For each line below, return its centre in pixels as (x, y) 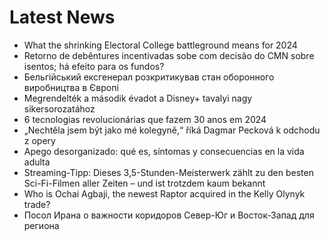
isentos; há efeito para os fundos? (94, 66)
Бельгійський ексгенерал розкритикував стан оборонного (149, 77)
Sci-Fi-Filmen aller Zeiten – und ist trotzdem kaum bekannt (144, 183)
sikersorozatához (59, 108)
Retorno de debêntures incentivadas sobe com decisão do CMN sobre (169, 55)
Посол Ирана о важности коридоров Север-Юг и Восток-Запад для (169, 215)
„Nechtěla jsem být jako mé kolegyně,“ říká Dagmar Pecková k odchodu (172, 130)
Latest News (62, 17)
